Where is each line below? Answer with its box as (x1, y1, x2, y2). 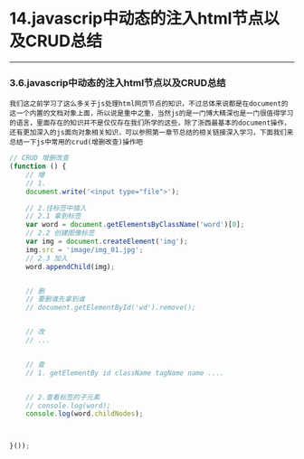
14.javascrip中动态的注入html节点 (9, 8, 264, 29)
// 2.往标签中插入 (25, 203, 87, 212)
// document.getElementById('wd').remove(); (25, 304, 196, 313)
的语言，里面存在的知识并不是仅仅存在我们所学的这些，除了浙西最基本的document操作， (9, 118, 291, 127)
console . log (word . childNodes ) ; (25, 409, 144, 418)
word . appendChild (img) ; (25, 262, 116, 271)
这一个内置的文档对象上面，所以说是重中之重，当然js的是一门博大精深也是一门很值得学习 (9, 109, 294, 118)
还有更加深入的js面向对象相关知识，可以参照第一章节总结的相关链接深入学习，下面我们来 (9, 128, 294, 137)
